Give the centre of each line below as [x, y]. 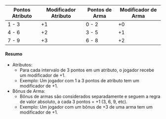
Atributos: [22, 65]
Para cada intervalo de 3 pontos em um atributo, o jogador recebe [87, 70]
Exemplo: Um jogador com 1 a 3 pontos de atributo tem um [80, 81]
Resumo [14, 54]
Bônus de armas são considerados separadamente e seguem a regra [90, 97]
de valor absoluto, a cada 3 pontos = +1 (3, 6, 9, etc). [73, 102]
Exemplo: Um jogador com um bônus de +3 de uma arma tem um [86, 107]
